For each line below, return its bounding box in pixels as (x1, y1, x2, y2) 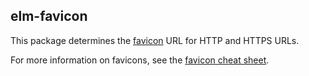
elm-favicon (10, 8, 88, 25)
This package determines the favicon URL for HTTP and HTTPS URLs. (10, 34, 300, 46)
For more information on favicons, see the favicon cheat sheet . (10, 54, 270, 66)
